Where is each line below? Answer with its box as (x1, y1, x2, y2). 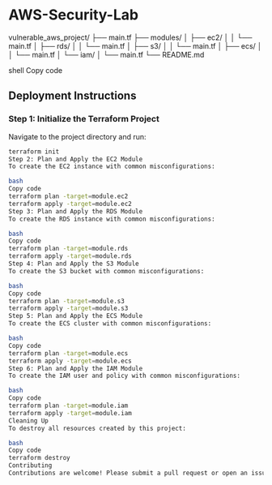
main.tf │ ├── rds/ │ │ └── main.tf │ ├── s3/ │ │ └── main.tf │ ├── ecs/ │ (8, 41, 263, 50)
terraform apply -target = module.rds (8, 252, 132, 260)
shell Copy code (8, 65, 63, 75)
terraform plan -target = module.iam (8, 401, 129, 410)
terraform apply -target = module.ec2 (8, 200, 132, 208)
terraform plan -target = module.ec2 (8, 192, 129, 200)
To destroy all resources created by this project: (8, 424, 186, 432)
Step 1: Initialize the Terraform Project (8, 114, 159, 125)
